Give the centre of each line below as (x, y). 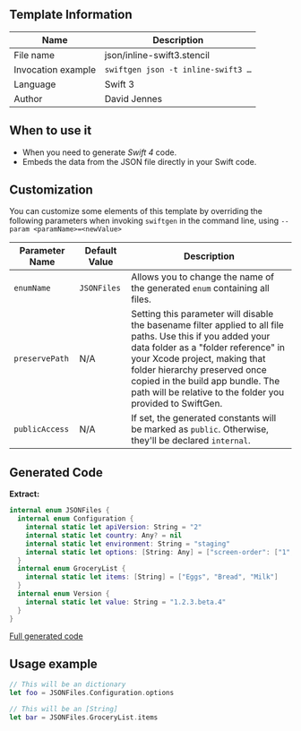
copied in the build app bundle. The (206, 382)
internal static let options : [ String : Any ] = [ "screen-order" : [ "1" (158, 552)
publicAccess (42, 430)
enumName (32, 288)
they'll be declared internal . (191, 441)
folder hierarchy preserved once (199, 370)
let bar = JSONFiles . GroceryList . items (84, 717)
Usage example (54, 663)
